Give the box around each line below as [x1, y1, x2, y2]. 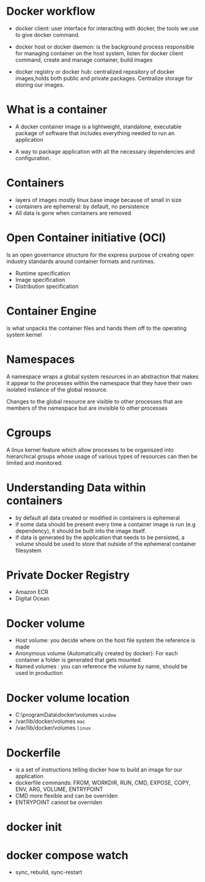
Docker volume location [6, 691, 130, 704]
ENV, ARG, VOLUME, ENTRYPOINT [15, 786, 103, 793]
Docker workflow [6, 4, 96, 18]
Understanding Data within [6, 480, 146, 494]
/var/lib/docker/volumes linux [15, 724, 91, 732]
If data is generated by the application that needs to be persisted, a [15, 533, 185, 541]
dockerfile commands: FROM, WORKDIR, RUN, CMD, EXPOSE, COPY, [15, 779, 191, 787]
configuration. [15, 154, 51, 162]
